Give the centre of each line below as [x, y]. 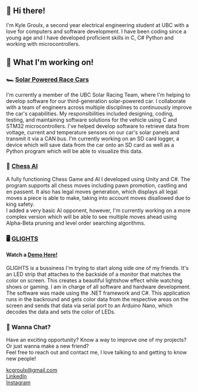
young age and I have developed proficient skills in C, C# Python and [90, 37]
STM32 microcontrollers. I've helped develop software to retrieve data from [98, 126]
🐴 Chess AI [22, 166]
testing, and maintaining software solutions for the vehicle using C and [92, 120]
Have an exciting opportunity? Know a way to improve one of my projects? [96, 340]
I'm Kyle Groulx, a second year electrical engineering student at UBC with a [98, 25]
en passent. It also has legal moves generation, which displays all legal [92, 192]
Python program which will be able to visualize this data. [75, 151]
